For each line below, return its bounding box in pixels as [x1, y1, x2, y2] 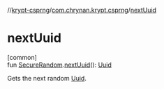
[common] [7, 53, 37, 61]
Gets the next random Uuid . [7, 74, 87, 82]
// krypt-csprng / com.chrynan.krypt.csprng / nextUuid [7, 6, 157, 14]
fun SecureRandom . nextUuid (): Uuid [7, 60, 112, 69]
